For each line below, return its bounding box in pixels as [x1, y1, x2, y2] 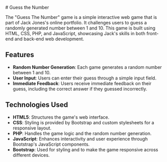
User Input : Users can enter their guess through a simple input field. [12, 75, 157, 81]
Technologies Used [5, 100, 68, 109]
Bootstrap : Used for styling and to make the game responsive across [12, 146, 158, 152]
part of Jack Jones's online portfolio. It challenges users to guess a [5, 20, 147, 25]
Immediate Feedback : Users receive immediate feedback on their [12, 80, 152, 86]
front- [146, 31, 159, 36]
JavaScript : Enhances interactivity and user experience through [12, 136, 148, 142]
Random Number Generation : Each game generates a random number [12, 64, 162, 70]
